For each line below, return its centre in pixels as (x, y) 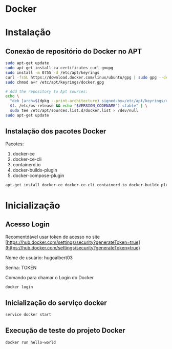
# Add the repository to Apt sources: (47, 91)
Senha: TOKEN (21, 267)
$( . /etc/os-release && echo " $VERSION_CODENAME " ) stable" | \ (79, 106)
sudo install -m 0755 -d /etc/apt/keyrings (52, 72)
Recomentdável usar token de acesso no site (52, 237)
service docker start (28, 315)
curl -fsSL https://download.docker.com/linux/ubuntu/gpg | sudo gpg (81, 77)
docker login (19, 287)
